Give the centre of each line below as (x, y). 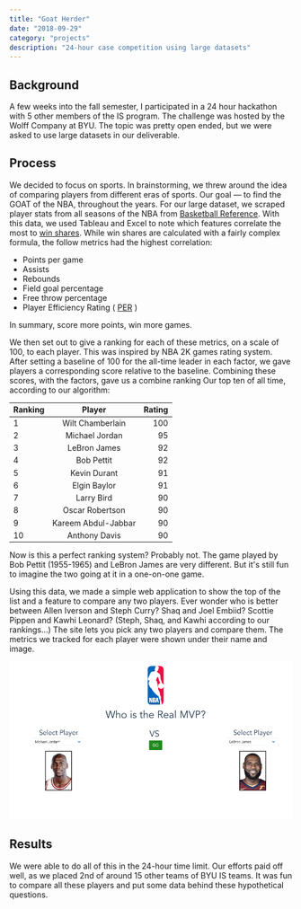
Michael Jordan (94, 435)
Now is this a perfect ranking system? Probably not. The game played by (144, 555)
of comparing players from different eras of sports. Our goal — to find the (146, 194)
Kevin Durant (94, 472)
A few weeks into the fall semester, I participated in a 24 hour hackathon (143, 107)
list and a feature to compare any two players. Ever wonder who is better (144, 601)
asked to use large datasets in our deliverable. (95, 136)
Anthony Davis (94, 535)
